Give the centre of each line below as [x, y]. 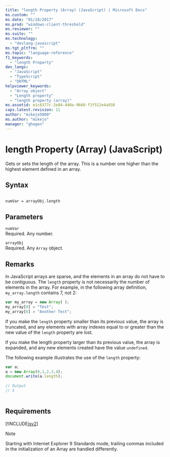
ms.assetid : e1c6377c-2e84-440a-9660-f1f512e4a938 [60, 105]
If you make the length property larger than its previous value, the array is [83, 342]
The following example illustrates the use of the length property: [73, 357]
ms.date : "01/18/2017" [29, 19]
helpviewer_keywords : [28, 86]
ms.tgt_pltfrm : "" [25, 48]
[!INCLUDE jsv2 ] [22, 424]
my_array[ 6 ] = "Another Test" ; [39, 312]
